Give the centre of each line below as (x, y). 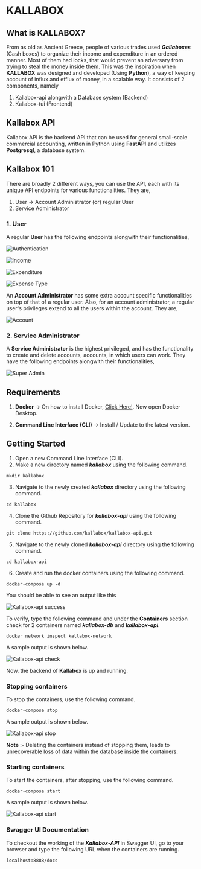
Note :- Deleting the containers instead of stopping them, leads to (88, 745)
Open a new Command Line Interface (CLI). (69, 458)
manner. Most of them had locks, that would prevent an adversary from (95, 60)
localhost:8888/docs (32, 861)
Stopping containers (37, 686)
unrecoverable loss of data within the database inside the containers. (92, 751)
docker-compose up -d (33, 584)
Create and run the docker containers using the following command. (100, 573)
